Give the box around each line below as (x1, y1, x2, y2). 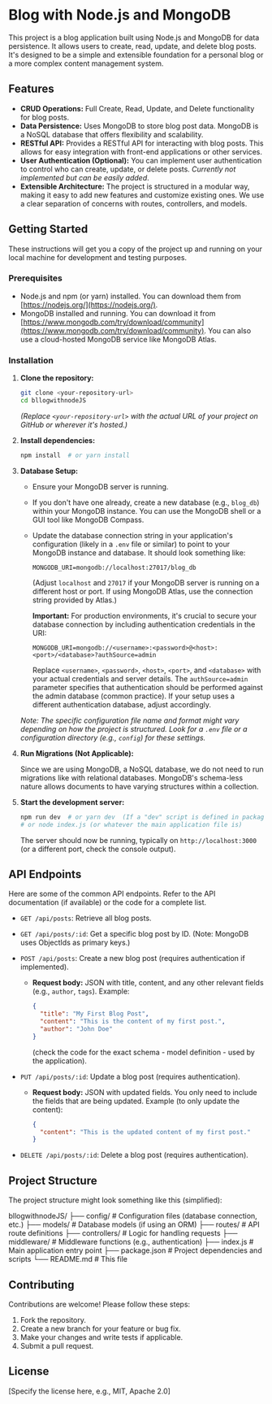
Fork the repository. (19, 1315, 87, 1324)
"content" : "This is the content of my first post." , (39, 1018, 226, 1026)
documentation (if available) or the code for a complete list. (8, 898, 207, 907)
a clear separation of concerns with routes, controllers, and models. (19, 198, 248, 208)
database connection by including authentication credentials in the (32, 619, 256, 629)
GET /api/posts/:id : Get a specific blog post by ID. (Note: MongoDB (19, 929, 249, 939)
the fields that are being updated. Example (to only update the (32, 1096, 240, 1106)
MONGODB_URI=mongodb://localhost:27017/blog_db (32, 563, 196, 572)
